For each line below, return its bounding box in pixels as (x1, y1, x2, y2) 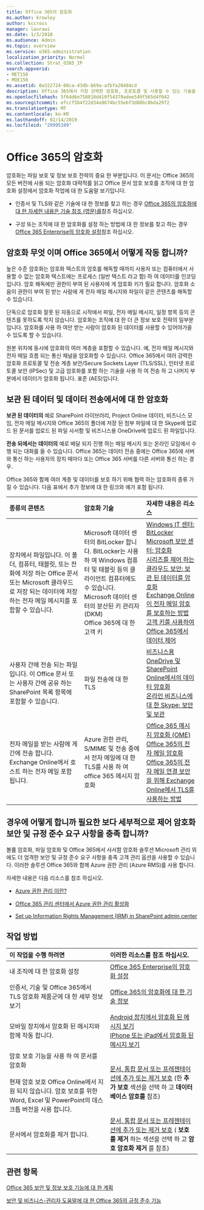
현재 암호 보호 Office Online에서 (9, 1078, 97, 1086)
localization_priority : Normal (6, 54, 86, 60)
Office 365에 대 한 (84, 618, 135, 627)
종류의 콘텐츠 (9, 504, 45, 512)
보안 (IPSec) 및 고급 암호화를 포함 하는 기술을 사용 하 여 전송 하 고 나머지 (17, 367, 189, 374)
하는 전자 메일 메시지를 (9, 596, 71, 605)
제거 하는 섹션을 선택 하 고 (117, 1135, 187, 1144)
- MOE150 (6, 77, 29, 83)
